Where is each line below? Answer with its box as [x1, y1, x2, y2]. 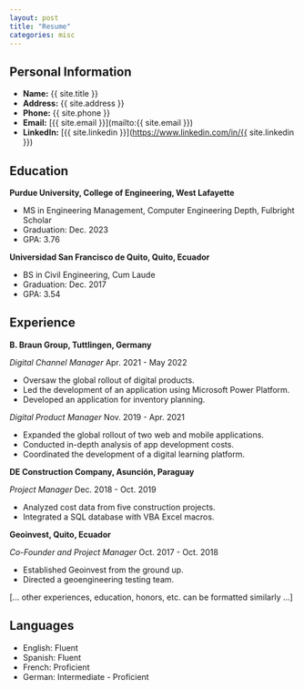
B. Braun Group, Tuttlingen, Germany [9, 339, 152, 350]
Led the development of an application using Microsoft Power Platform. [22, 384, 290, 395]
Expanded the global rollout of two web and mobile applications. [22, 429, 264, 440]
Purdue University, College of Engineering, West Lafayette [9, 188, 235, 198]
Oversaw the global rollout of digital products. [22, 375, 195, 386]
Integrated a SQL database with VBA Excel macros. [22, 511, 215, 522]
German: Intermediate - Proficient [22, 671, 149, 682]
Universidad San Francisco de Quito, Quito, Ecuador [9, 252, 210, 263]
